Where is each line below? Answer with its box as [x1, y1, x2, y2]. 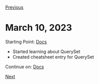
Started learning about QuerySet [12, 48, 81, 55]
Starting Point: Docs [5, 38, 47, 45]
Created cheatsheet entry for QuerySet [12, 54, 94, 60]
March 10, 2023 [5, 22, 72, 33]
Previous [5, 5, 24, 10]
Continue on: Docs [5, 63, 44, 70]
